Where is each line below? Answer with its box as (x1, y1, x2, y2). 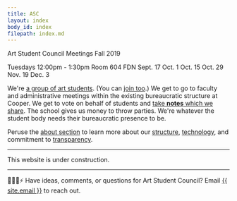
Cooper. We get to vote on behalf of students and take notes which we (7, 99, 214, 108)
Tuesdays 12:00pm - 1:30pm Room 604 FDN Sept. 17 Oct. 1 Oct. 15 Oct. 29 (7, 63, 224, 71)
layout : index (7, 17, 49, 24)
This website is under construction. (7, 156, 110, 164)
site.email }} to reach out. (7, 186, 81, 195)
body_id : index (7, 23, 52, 30)
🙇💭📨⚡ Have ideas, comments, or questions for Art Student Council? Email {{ (7, 176, 228, 185)
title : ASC (7, 10, 39, 18)
